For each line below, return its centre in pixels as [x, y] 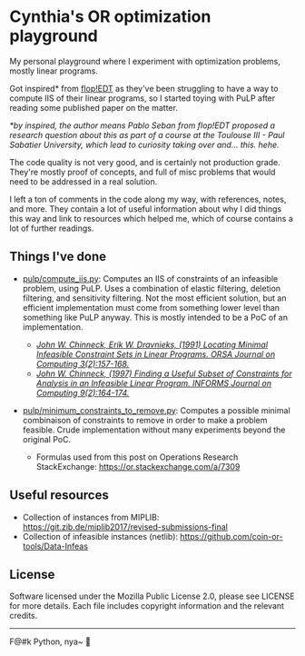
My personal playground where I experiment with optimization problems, [145, 61]
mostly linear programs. [54, 71]
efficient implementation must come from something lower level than [151, 307]
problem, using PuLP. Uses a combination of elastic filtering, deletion [152, 288]
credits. [24, 616]
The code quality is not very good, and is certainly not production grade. [145, 162]
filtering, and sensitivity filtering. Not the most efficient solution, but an [154, 298]
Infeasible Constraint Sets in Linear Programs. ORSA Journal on [155, 354]
